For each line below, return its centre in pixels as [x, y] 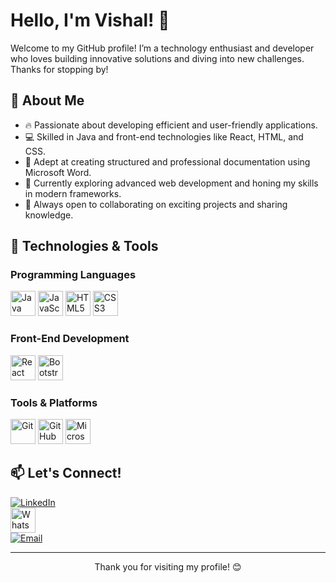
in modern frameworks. [73, 193]
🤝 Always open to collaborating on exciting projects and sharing [156, 204]
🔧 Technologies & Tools [84, 246]
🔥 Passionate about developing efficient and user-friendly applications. [171, 125]
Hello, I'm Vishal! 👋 [90, 20]
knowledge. [49, 215]
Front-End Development [70, 339]
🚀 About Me [47, 100]
